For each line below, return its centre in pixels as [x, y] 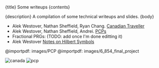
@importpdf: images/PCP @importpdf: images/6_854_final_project [72, 51]
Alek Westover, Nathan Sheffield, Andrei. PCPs [59, 31]
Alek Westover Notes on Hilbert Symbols [53, 42]
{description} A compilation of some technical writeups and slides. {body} [79, 16]
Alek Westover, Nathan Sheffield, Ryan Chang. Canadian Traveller [78, 26]
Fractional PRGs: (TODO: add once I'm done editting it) [67, 36]
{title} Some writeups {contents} [37, 7]
